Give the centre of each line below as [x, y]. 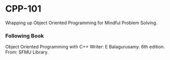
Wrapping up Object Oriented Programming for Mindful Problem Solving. [81, 23]
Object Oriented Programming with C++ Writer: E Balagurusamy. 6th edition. [85, 47]
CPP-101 [23, 9]
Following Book [25, 36]
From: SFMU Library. [27, 52]
